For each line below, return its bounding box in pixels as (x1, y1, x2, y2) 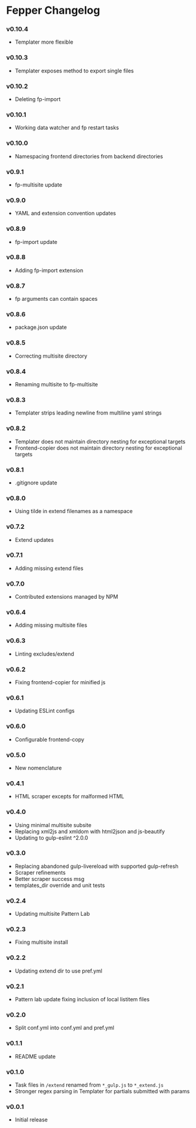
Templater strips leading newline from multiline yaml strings (14, 409, 162, 416)
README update (14, 1053, 56, 1060)
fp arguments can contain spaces (14, 295, 98, 303)
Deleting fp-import (14, 96, 61, 103)
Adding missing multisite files (14, 621, 88, 629)
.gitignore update (14, 479, 58, 486)
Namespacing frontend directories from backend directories (14, 153, 163, 160)
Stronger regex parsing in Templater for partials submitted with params (14, 1087, 190, 1095)
